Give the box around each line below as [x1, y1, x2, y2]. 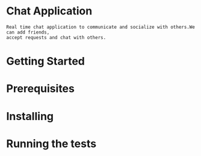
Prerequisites [6, 82, 75, 95]
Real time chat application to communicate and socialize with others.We [6, 24, 196, 30]
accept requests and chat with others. [6, 34, 107, 40]
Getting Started [6, 55, 85, 68]
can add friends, [6, 29, 50, 35]
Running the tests [6, 137, 97, 151]
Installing [6, 109, 54, 123]
